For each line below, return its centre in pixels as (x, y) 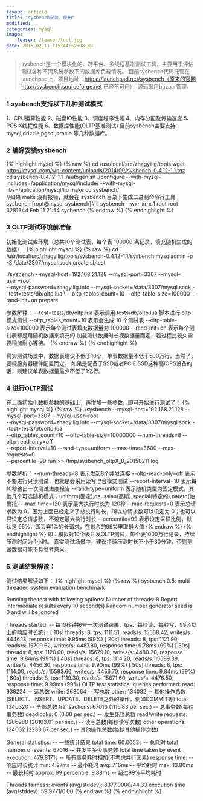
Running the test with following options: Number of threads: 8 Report (92, 600)
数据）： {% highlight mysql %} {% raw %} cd (63, 249)
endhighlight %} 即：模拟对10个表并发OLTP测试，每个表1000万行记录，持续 (101, 534)
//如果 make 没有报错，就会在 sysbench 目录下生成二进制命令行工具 (91, 197)
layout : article (27, 12)
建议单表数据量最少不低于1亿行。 (63, 371)
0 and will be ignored (33, 612)
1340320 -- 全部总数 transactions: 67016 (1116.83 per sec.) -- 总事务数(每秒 (100, 707)
